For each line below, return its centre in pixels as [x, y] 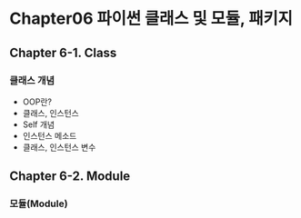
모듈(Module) [39, 203]
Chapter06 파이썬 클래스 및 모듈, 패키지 [151, 19]
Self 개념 [39, 124]
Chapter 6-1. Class [63, 52]
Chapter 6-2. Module [70, 177]
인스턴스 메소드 [50, 135]
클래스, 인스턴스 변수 [59, 147]
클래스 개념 [32, 80]
